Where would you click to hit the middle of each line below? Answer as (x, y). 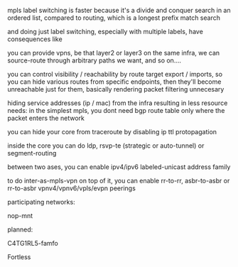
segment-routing (32, 153)
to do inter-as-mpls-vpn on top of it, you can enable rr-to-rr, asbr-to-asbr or (119, 181)
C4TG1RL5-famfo (33, 243)
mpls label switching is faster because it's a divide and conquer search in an (119, 10)
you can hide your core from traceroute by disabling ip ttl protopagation (112, 132)
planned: (20, 229)
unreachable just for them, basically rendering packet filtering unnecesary (116, 89)
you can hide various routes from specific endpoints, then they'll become (114, 82)
